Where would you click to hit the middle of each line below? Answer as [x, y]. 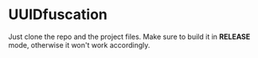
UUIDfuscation [58, 15]
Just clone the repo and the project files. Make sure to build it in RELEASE [129, 37]
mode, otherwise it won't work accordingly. [79, 44]
